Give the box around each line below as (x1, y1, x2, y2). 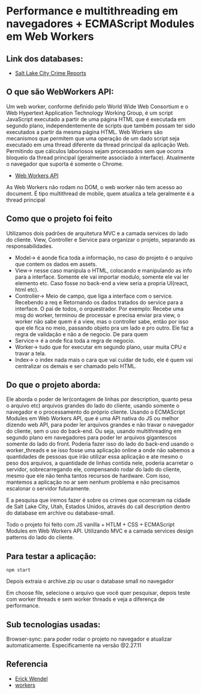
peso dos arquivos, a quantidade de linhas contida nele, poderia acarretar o (6, 459, 194, 466)
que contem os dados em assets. (14, 260, 97, 268)
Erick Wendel (14, 675, 48, 682)
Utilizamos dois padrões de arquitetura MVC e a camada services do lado (6, 229, 188, 237)
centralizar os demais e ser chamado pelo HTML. (14, 362, 137, 370)
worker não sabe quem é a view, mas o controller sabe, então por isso (14, 318, 189, 325)
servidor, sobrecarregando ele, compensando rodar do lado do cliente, (6, 466, 182, 473)
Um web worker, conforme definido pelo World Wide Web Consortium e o (6, 103, 189, 110)
